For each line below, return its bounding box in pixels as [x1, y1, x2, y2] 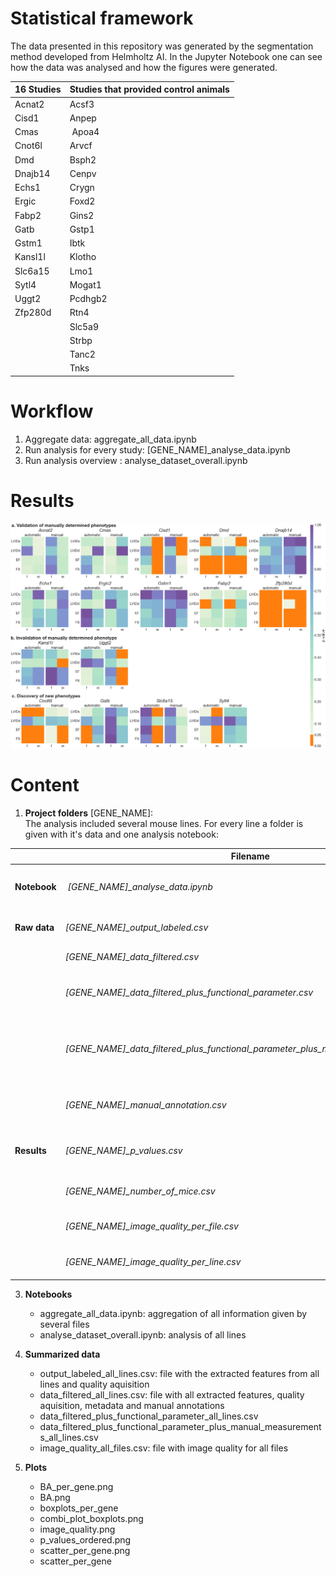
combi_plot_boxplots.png [39, 1513, 144, 1525]
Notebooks [24, 1288, 73, 1301]
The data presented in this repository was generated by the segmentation [10, 40, 314, 52]
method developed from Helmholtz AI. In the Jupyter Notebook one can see [10, 50, 323, 62]
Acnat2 [14, 98, 45, 110]
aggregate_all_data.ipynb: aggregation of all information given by [39, 1308, 308, 1320]
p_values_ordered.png [39, 1534, 132, 1546]
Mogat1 [69, 278, 102, 291]
